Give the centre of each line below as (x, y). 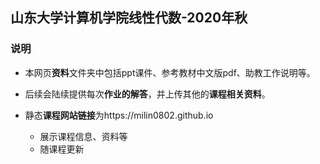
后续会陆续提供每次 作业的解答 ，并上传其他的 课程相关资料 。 (147, 94)
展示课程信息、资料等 (83, 136)
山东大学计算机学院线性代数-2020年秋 (129, 18)
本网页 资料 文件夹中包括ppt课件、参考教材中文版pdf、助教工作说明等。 (170, 72)
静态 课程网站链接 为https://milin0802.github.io (119, 115)
